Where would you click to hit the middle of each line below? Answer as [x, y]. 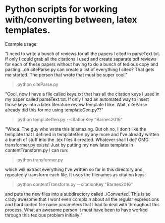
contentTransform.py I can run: [37, 150]
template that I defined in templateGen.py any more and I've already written [82, 134]
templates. [28, 30]
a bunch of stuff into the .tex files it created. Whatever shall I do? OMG [77, 140]
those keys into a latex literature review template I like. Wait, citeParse [76, 104]
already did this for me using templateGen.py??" [54, 110]
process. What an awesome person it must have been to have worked [76, 210]
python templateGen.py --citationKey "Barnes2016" [70, 119]
